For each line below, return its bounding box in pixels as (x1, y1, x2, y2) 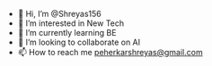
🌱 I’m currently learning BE (17, 28, 117, 37)
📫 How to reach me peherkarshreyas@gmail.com (17, 47, 204, 57)
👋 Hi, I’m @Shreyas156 (17, 9, 102, 19)
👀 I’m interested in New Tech (17, 18, 125, 29)
